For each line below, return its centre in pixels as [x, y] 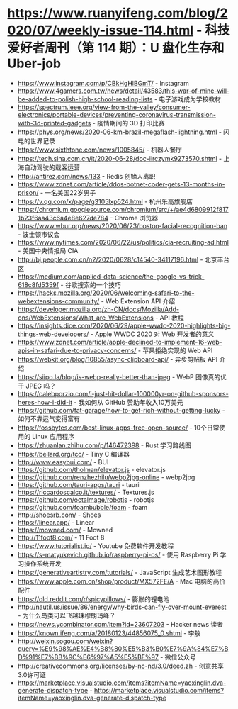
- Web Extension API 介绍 [138, 301]
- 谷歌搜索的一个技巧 [91, 284]
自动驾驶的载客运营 [52, 167]
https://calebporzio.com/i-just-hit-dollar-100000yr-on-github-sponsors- [123, 393]
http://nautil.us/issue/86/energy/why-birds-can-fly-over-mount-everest [122, 607]
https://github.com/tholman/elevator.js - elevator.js [92, 469]
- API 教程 [169, 318]
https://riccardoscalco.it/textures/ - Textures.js [86, 492]
